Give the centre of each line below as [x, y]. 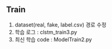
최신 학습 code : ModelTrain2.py [53, 39]
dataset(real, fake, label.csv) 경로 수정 [60, 24]
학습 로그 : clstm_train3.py [46, 32]
